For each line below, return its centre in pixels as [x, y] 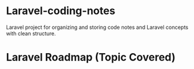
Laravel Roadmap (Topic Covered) [91, 57]
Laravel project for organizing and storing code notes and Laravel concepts [97, 27]
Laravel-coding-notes [61, 11]
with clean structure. [31, 33]
